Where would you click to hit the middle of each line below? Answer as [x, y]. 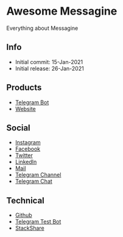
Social [18, 128]
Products [24, 87]
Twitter [24, 155]
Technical [25, 200]
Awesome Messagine [62, 11]
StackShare [30, 228]
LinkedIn [26, 162]
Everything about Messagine [42, 28]
